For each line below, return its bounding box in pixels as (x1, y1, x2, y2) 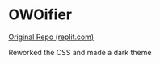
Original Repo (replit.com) (8, 32, 95, 42)
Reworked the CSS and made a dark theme (8, 47, 152, 57)
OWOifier (8, 6, 73, 24)
